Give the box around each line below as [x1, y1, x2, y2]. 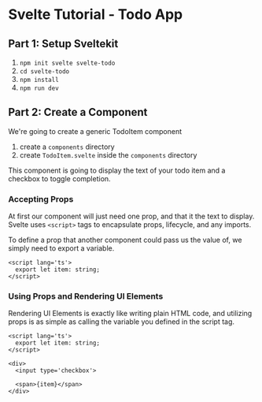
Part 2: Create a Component [8, 106, 148, 119]
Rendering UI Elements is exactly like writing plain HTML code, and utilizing [8, 309, 253, 318]
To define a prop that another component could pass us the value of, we [8, 235, 242, 245]
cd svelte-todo [19, 68, 70, 76]
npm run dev [19, 84, 59, 92]
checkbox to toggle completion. [8, 173, 112, 183]
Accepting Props [8, 193, 74, 204]
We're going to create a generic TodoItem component [8, 126, 183, 136]
